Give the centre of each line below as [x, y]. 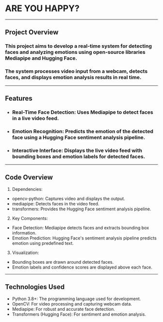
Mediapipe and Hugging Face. [41, 58]
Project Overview [32, 32]
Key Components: [30, 218]
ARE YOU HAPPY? [42, 8]
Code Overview [29, 178]
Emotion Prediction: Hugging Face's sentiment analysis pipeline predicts [84, 238]
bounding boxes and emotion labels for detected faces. [79, 156]
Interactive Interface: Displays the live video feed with [77, 150]
